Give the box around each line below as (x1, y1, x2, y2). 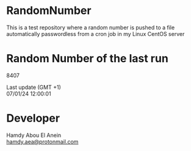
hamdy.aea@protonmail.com (6, 138, 79, 145)
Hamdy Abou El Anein (6, 132, 62, 139)
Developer (6, 111, 60, 125)
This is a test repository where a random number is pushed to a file (6, 24, 175, 31)
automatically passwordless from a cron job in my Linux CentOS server (6, 30, 185, 37)
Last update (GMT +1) (6, 83, 61, 91)
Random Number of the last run (6, 52, 169, 66)
